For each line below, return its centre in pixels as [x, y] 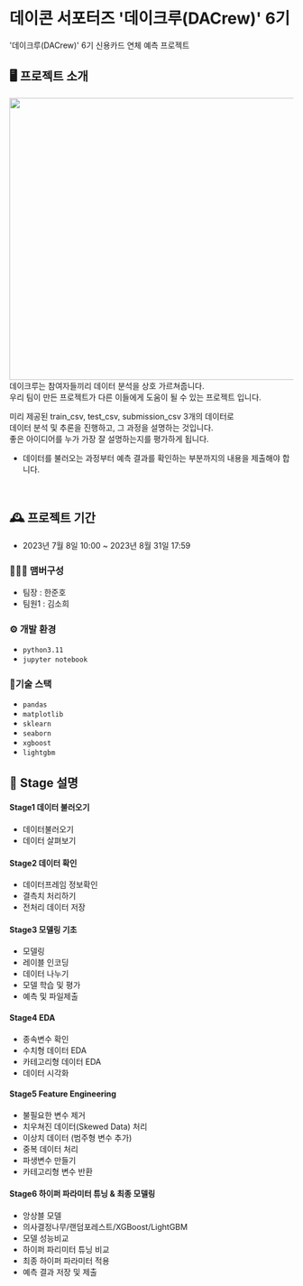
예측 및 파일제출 [50, 996]
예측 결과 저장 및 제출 [60, 1272]
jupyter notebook [55, 660]
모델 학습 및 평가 [51, 985]
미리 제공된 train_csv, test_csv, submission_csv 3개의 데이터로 [122, 416]
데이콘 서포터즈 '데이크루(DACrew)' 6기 [150, 19]
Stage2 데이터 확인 [43, 863]
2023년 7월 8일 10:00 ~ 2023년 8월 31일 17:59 [106, 545]
